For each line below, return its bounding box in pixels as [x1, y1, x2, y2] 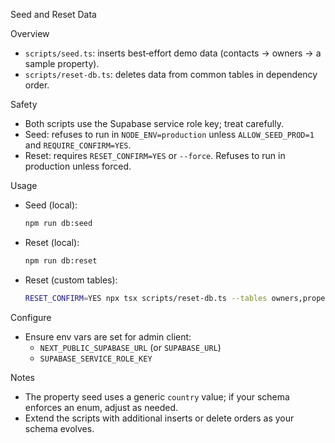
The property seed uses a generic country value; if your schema [24, 390, 290, 403]
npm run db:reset [24, 255, 98, 266]
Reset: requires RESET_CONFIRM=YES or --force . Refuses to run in [24, 150, 286, 161]
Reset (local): [24, 236, 80, 248]
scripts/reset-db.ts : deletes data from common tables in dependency [24, 69, 318, 80]
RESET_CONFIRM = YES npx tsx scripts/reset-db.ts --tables [24, 293, 268, 303]
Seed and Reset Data [10, 9, 97, 20]
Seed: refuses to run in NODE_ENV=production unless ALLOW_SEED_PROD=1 [24, 129, 315, 140]
